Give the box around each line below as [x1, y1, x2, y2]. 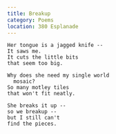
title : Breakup [7, 10, 51, 17]
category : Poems [7, 17, 54, 23]
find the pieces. [7, 120, 57, 128]
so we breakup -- [7, 108, 57, 115]
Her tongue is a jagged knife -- [7, 42, 104, 49]
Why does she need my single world [7, 72, 110, 79]
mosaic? [13, 78, 36, 85]
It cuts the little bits [7, 54, 79, 61]
